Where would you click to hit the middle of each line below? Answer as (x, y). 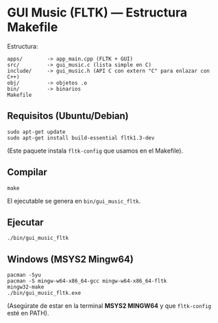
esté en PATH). (28, 313)
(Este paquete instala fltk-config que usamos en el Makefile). (95, 151)
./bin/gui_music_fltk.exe (44, 293)
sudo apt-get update (37, 132)
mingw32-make (26, 287)
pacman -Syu (24, 275)
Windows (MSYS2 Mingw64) (70, 259)
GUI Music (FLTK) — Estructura (97, 13)
